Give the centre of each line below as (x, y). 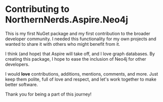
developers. (17, 64)
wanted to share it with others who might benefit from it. (63, 44)
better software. (22, 84)
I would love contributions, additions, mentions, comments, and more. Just (81, 74)
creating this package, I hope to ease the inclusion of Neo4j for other (76, 59)
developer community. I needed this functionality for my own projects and (81, 39)
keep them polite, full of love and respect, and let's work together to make (81, 79)
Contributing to (37, 9)
